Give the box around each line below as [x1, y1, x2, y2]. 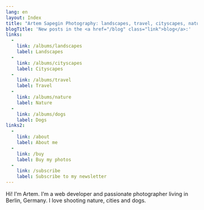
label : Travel [16, 83, 52, 89]
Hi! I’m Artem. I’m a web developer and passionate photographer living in [5, 190, 188, 197]
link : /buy [16, 151, 44, 157]
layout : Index [5, 15, 42, 21]
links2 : [5, 123, 26, 129]
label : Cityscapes [16, 65, 63, 72]
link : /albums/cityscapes [16, 60, 83, 66]
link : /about [16, 134, 50, 140]
